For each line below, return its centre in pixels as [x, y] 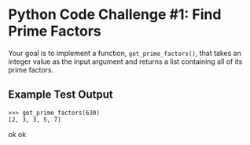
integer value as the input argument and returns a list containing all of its [125, 61]
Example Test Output [61, 95]
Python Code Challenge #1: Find [115, 15]
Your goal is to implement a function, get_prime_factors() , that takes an [125, 53]
